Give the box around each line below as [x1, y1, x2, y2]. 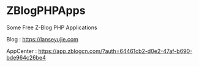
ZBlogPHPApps [6, 4, 86, 18]
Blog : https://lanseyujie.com [6, 35, 78, 43]
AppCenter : [6, 47, 37, 55]
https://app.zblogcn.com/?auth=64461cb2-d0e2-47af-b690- [38, 47, 193, 55]
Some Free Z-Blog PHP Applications [6, 24, 97, 31]
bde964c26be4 [6, 54, 46, 61]
